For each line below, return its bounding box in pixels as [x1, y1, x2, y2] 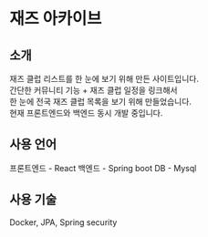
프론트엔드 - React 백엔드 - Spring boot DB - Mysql [9, 162, 197, 173]
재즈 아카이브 [9, 8, 102, 29]
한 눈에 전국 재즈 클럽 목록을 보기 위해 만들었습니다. [9, 97, 192, 107]
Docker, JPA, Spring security [9, 216, 118, 228]
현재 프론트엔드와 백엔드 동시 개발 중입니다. [9, 108, 163, 118]
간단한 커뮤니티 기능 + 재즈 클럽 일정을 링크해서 [9, 85, 178, 96]
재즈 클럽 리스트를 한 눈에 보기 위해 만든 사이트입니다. [9, 74, 199, 84]
